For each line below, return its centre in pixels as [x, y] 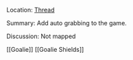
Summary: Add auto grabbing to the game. [67, 23]
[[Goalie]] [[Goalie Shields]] [45, 49]
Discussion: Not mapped [41, 36]
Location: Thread [31, 10]
